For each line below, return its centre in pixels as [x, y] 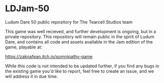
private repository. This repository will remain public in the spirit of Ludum [80, 37]
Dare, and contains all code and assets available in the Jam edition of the [79, 41]
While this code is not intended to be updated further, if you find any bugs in [82, 66]
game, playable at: [24, 47]
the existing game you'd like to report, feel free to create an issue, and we [80, 71]
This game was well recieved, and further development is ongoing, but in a [81, 31]
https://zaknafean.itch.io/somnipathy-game [49, 56]
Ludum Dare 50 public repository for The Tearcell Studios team [69, 22]
